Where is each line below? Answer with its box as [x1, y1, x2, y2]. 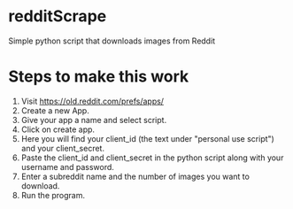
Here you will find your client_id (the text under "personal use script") [20, 133, 275, 143]
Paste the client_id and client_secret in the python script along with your [20, 152, 284, 163]
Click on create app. [20, 124, 95, 135]
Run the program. [20, 190, 86, 200]
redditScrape [8, 6, 107, 27]
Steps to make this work [8, 66, 189, 87]
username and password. [20, 161, 114, 172]
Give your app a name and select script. [20, 114, 167, 125]
